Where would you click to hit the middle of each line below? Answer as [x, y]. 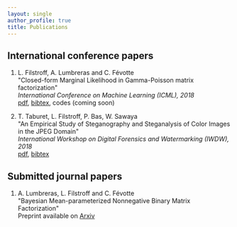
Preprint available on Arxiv [56, 216]
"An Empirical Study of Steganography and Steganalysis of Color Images [124, 124]
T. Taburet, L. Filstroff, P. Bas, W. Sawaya [77, 117]
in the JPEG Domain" [48, 132]
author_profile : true [39, 21]
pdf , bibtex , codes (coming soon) [66, 103]
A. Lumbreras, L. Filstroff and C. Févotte [76, 193]
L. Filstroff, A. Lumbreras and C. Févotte [76, 73]
